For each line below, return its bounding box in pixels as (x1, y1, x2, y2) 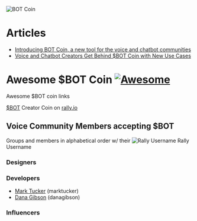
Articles (6, 27, 46, 40)
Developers (6, 174, 40, 182)
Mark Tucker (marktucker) (14, 187, 79, 194)
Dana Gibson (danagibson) (14, 193, 80, 201)
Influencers (6, 208, 40, 216)
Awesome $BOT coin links (6, 92, 70, 100)
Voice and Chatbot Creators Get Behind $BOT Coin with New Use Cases (14, 52, 191, 59)
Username (6, 143, 32, 150)
